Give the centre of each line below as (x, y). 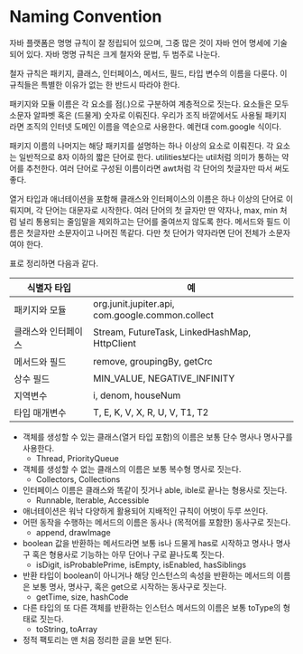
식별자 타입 (49, 288)
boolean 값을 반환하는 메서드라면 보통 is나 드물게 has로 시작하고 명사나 (148, 543)
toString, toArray (66, 629)
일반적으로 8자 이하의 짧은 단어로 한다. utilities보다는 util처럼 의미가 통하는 (149, 156)
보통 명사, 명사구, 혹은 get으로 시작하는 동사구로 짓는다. (129, 586)
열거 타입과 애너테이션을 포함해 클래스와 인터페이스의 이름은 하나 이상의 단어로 (147, 199)
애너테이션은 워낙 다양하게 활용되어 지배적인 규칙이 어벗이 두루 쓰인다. (145, 511)
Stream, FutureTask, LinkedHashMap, (172, 332)
